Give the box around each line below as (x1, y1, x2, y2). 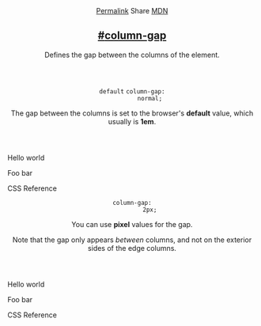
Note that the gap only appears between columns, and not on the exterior (12, 235, 252, 244)
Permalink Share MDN (96, 6, 168, 15)
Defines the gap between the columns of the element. (43, 50, 221, 59)
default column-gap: (99, 87, 165, 96)
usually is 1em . (108, 116, 157, 126)
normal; (137, 94, 163, 102)
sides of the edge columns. (87, 243, 177, 252)
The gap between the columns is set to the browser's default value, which (10, 108, 254, 118)
